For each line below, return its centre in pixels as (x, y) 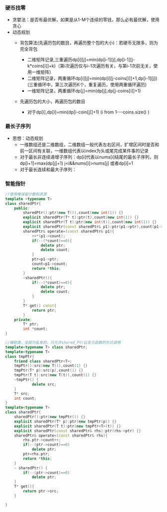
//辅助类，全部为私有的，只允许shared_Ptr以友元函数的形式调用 (63, 343)
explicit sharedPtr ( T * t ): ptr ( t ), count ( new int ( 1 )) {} (81, 218)
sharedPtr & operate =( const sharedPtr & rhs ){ (61, 436)
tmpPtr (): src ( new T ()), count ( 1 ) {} (51, 366)
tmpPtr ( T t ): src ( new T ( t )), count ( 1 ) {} (55, 375)
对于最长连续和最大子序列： (48, 169)
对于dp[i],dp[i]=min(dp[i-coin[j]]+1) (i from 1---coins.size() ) (88, 112)
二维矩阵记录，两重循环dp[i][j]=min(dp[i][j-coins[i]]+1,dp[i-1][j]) (92, 78)
